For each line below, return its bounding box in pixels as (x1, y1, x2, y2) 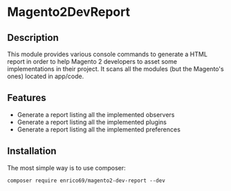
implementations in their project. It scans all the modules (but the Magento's (7, 65, 224, 73)
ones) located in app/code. (7, 72, 84, 80)
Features (7, 92, 46, 104)
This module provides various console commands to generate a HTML (7, 50, 207, 58)
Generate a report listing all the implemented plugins (17, 118, 167, 126)
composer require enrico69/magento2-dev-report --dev (7, 177, 166, 184)
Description (7, 32, 59, 44)
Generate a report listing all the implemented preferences (17, 125, 181, 134)
